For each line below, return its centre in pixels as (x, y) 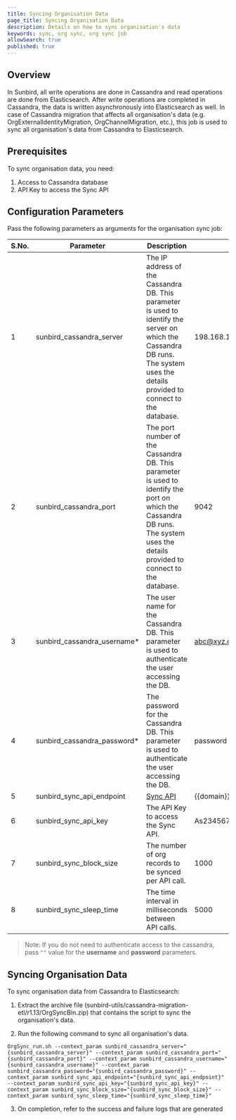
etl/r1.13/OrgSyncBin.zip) (53, 1013)
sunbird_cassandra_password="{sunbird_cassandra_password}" (97, 1071)
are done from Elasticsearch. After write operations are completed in (106, 99)
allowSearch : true (34, 40)
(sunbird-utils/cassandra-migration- (136, 1005)
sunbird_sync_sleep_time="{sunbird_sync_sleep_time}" (132, 1096)
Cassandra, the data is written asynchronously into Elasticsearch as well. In (116, 107)
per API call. (166, 881)
